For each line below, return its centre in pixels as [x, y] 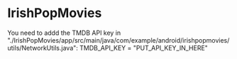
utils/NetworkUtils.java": [43, 48]
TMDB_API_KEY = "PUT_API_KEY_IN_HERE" [143, 48]
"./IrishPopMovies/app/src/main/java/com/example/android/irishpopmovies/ [118, 40]
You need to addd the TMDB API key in [64, 33]
